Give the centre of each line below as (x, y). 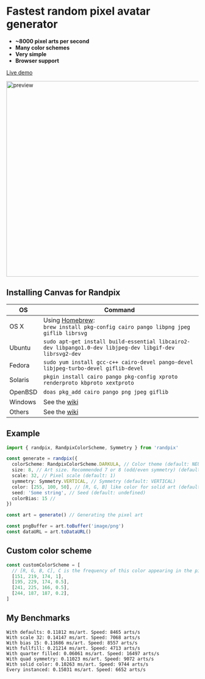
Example (23, 434)
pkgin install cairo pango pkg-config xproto (111, 376)
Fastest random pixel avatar (78, 11)
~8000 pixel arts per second (52, 41)
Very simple (31, 54)
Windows (23, 402)
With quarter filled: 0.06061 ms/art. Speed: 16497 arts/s (83, 653)
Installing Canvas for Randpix (63, 292)
